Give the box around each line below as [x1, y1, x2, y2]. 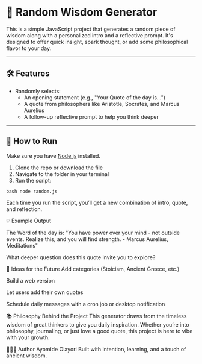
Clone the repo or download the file [14, 164, 103, 171]
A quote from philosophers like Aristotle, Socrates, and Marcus [23, 100, 180, 107]
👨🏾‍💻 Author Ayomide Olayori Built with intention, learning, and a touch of [6, 345, 186, 353]
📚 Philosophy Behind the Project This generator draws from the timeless [6, 312, 187, 319]
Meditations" [6, 242, 38, 249]
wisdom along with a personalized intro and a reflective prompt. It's [6, 31, 173, 39]
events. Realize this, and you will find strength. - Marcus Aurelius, [6, 235, 168, 243]
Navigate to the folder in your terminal [14, 170, 109, 177]
